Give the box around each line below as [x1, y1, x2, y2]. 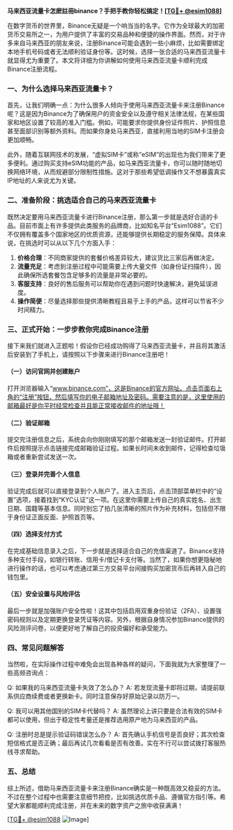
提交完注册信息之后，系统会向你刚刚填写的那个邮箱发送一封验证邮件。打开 [7, 435, 220, 443]
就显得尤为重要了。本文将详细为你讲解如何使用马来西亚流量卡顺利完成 [7, 56, 208, 65]
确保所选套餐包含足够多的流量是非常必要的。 [23, 271, 151, 279]
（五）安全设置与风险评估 [7, 590, 80, 598]
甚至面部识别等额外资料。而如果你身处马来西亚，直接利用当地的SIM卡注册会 [7, 127, 225, 135]
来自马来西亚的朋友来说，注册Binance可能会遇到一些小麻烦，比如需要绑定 [12, 39, 225, 47]
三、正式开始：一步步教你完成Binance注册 [7, 324, 149, 334]
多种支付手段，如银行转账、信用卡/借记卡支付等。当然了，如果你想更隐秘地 [7, 555, 223, 564]
